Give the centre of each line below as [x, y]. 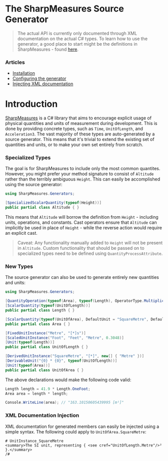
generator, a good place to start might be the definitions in [77, 44]
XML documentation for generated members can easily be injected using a [82, 426]
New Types [19, 266]
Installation [24, 73]
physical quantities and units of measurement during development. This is [81, 123]
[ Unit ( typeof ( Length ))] [30, 342]
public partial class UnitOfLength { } [47, 347]
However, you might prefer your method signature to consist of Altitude [79, 174]
